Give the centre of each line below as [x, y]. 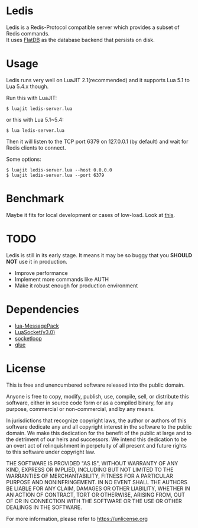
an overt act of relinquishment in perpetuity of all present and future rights [97, 445]
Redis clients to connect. [36, 148]
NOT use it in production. [37, 261]
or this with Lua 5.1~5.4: [35, 119]
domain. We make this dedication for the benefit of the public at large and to [99, 433]
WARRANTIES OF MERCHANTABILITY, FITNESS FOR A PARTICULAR [90, 476]
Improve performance [41, 273]
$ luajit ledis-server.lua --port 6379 [55, 175]
